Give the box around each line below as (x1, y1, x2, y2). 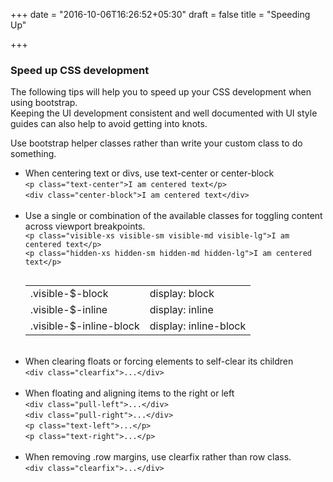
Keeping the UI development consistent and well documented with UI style (10, 107, 318, 119)
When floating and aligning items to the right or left (24, 387, 235, 399)
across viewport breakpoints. (24, 220, 146, 233)
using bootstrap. (10, 97, 78, 109)
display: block (149, 287, 215, 301)
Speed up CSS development (10, 63, 150, 77)
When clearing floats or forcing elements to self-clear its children (24, 355, 294, 368)
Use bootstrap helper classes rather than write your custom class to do (10, 137, 303, 149)
